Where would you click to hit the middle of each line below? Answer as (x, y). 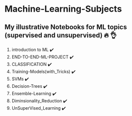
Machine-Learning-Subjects (63, 9)
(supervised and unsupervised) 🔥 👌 (61, 35)
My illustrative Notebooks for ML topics (66, 27)
